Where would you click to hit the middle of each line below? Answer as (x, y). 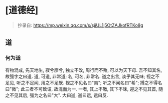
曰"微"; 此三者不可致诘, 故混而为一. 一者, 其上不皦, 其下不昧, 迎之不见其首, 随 (84, 89)
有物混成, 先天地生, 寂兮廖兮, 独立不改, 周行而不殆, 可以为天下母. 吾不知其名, (83, 70)
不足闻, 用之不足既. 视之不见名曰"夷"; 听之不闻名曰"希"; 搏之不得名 (94, 82)
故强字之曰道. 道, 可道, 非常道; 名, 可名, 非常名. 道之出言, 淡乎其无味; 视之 (80, 76)
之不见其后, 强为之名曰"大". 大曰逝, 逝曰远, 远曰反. (57, 95)
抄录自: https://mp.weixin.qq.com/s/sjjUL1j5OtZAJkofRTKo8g (80, 25)
